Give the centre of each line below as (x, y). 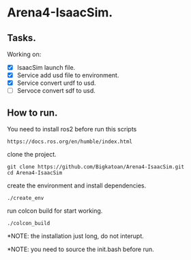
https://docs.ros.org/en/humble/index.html (70, 142)
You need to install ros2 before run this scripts (72, 129)
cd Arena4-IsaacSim (35, 173)
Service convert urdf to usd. (57, 83)
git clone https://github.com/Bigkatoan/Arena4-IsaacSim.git (96, 167)
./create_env (26, 198)
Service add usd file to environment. (68, 75)
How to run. (32, 113)
